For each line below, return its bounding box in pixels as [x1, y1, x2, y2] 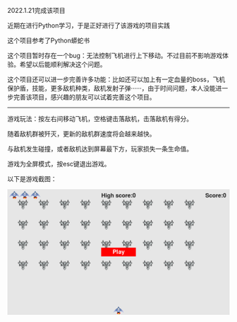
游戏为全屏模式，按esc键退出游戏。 [7, 160, 111, 168]
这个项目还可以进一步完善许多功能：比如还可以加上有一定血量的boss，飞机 [7, 75, 226, 84]
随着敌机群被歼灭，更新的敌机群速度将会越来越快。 [7, 130, 156, 138]
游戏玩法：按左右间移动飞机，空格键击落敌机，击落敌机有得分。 [7, 115, 193, 122]
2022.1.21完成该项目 [7, 6, 66, 14]
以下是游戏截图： [7, 175, 57, 183]
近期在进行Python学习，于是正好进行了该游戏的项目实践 [7, 21, 171, 30]
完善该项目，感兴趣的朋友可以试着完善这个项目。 [13, 93, 156, 101]
